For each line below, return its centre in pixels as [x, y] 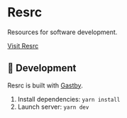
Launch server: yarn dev [53, 107]
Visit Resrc [23, 45]
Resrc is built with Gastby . [45, 85]
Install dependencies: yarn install [69, 99]
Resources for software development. [62, 32]
